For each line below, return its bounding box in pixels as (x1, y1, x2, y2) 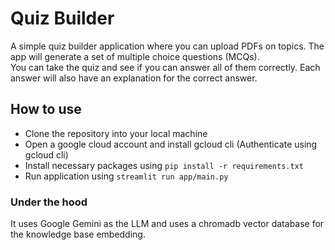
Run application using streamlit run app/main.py (24, 170, 229, 182)
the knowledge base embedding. (10, 228, 146, 241)
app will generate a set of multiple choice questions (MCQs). (10, 50, 260, 62)
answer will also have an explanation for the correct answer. (10, 72, 258, 84)
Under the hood (10, 195, 88, 209)
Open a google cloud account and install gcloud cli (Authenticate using (24, 138, 318, 150)
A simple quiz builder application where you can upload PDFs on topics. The (10, 40, 325, 52)
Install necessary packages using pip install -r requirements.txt (24, 159, 304, 171)
